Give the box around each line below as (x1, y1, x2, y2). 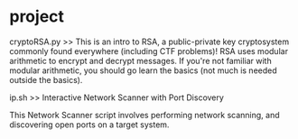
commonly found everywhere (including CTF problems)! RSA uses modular (9, 45, 289, 56)
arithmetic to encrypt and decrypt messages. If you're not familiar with (9, 55, 273, 66)
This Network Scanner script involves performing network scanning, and (9, 109, 280, 120)
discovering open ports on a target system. (9, 119, 170, 130)
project (9, 6, 65, 27)
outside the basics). (9, 74, 83, 85)
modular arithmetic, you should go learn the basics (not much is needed (9, 65, 277, 76)
